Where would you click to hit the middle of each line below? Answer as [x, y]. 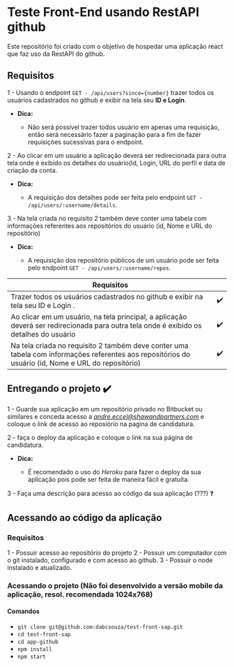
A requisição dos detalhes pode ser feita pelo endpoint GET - [115, 197]
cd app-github [38, 642]
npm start [32, 657]
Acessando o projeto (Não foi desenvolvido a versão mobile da [115, 586]
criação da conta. [32, 170]
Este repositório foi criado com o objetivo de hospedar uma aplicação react [115, 46]
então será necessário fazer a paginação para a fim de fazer [115, 134]
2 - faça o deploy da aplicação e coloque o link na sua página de [100, 437]
